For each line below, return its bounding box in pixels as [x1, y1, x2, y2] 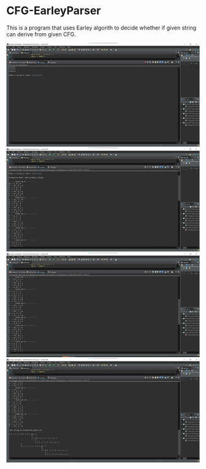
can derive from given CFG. [6, 30, 77, 37]
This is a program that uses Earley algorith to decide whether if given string [6, 24, 197, 31]
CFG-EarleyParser [6, 4, 101, 18]
